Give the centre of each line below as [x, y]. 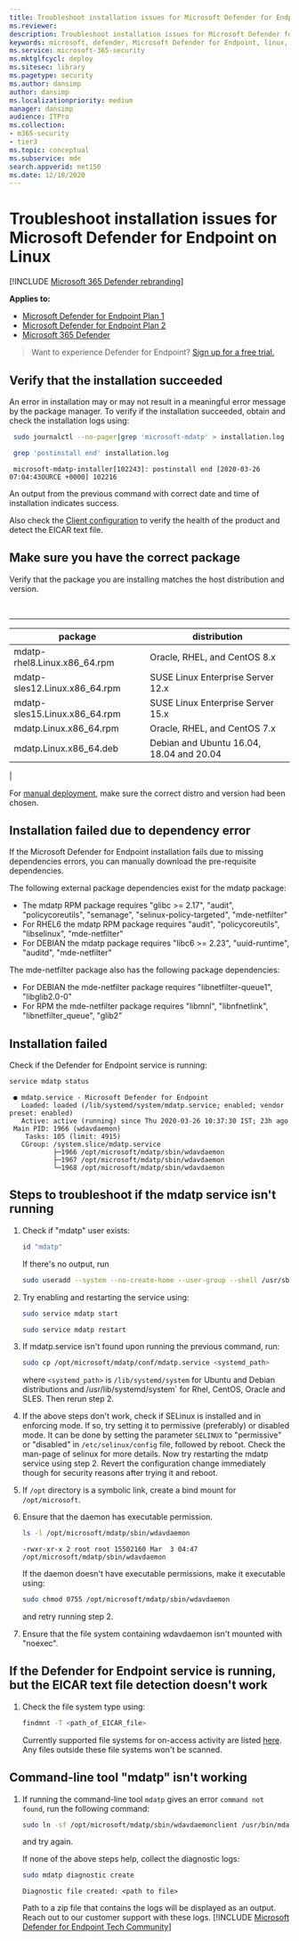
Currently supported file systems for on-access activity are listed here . [152, 1740]
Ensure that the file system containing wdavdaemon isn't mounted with [152, 1634]
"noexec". [40, 1643]
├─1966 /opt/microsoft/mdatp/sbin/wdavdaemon [139, 1152]
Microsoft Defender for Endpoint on [143, 238]
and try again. [48, 1842]
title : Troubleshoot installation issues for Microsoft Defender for [141, 17]
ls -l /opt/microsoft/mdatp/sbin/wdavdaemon [106, 1534]
